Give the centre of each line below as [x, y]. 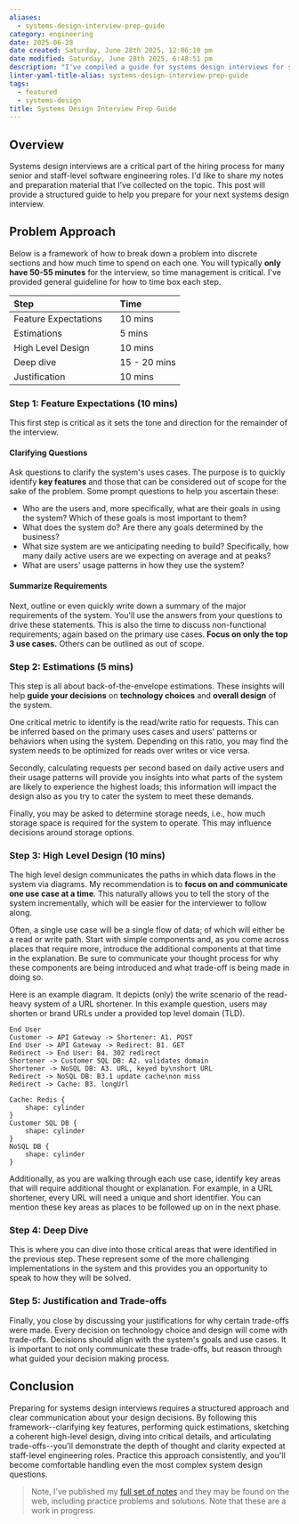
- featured [37, 92]
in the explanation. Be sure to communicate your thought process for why [144, 958]
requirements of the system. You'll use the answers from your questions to [146, 615]
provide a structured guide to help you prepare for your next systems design [149, 195]
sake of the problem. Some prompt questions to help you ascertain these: [144, 492]
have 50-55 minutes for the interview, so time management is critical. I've [145, 272]
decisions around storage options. [72, 832]
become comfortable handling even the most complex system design [136, 1464]
